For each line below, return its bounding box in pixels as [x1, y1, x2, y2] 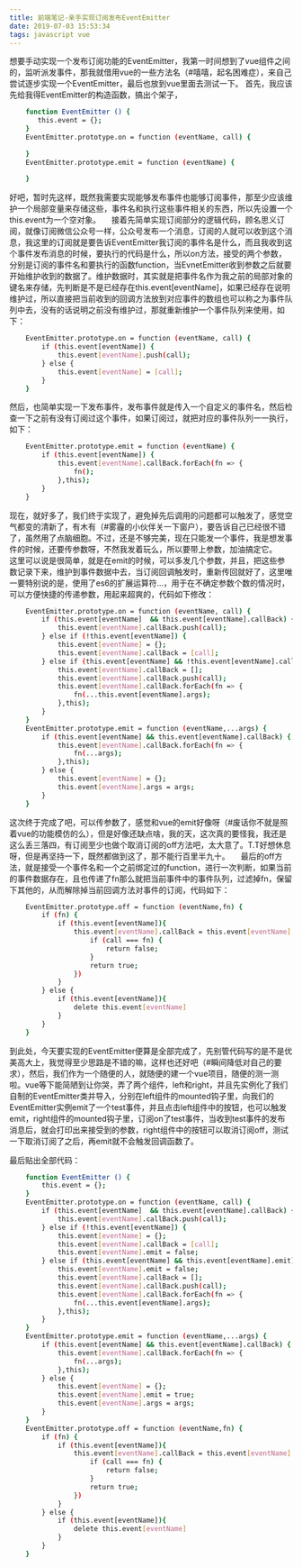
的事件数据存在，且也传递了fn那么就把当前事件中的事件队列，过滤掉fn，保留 [9, 873, 292, 884]
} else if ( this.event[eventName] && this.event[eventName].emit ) [41, 1256, 296, 1266]
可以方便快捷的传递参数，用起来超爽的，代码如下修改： [9, 588, 214, 599]
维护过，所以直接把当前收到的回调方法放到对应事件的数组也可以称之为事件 [9, 294, 285, 305]
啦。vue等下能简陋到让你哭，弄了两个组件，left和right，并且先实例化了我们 [9, 1079, 289, 1090]
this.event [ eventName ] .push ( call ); [57, 351, 191, 360]
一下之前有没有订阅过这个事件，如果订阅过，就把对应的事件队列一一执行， [16, 413, 293, 424]
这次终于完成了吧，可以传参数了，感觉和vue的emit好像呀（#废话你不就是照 [9, 816, 289, 827]
